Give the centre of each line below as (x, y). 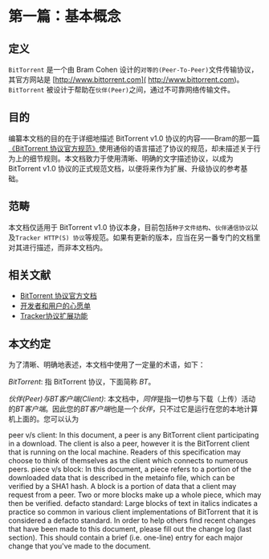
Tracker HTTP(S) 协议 (51, 238)
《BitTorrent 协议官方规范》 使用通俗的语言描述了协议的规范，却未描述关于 (131, 148)
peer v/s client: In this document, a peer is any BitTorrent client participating (134, 435)
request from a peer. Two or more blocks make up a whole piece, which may (135, 495)
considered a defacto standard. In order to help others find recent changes (132, 520)
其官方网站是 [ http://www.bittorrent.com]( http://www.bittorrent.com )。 (126, 80)
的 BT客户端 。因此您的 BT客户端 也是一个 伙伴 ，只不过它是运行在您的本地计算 (133, 409)
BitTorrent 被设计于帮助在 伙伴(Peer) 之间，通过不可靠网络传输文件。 (122, 90)
